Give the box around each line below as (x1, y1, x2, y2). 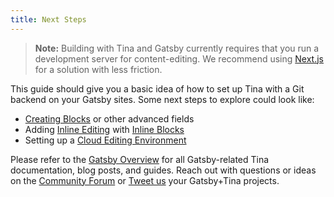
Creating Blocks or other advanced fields (24, 112, 195, 125)
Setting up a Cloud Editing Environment (24, 134, 187, 146)
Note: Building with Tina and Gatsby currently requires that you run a (34, 42, 320, 54)
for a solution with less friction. (34, 63, 163, 75)
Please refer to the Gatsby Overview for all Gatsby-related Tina (10, 153, 270, 165)
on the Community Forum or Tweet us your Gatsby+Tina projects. (10, 174, 280, 186)
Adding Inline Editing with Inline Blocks (24, 123, 185, 135)
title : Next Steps (10, 14, 87, 25)
